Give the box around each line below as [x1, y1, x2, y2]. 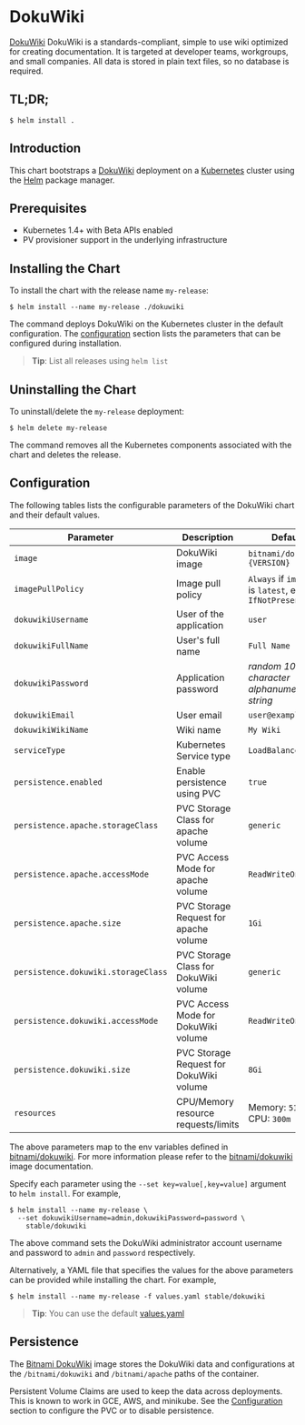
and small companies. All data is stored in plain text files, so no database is [9, 55, 290, 66]
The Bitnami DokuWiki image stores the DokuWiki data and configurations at [9, 1358, 295, 1370]
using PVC [176, 787, 221, 799]
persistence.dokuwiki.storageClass [14, 967, 168, 977]
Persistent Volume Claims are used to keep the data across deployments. [9, 1385, 283, 1397]
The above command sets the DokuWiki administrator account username [9, 1237, 283, 1248]
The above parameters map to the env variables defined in [9, 1141, 229, 1152]
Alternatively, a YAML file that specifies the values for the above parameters [9, 1264, 293, 1275]
